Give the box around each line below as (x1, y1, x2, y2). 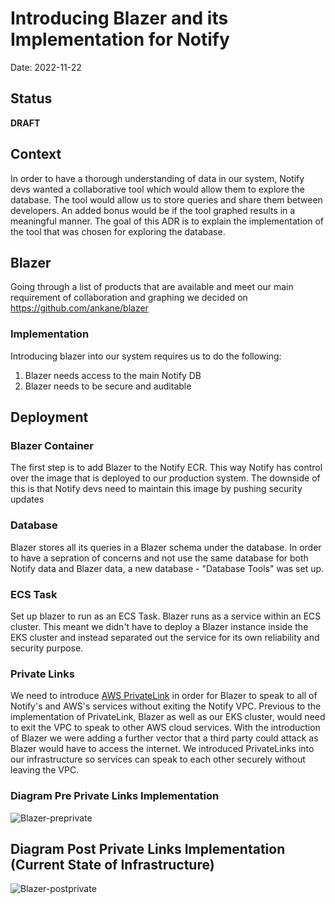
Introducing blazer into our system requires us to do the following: (10, 350, 282, 362)
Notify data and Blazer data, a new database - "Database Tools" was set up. (10, 562, 325, 574)
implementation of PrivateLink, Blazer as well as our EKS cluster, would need (10, 711, 326, 723)
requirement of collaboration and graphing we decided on (10, 292, 248, 304)
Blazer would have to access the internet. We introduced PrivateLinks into (10, 743, 315, 755)
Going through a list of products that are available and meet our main (10, 281, 294, 293)
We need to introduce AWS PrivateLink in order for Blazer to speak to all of (10, 690, 318, 702)
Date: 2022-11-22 (10, 61, 82, 73)
